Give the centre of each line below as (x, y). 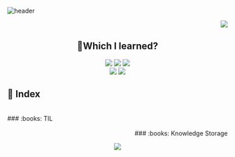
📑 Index (24, 94)
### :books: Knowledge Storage (181, 133)
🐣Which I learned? (117, 46)
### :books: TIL (30, 118)
